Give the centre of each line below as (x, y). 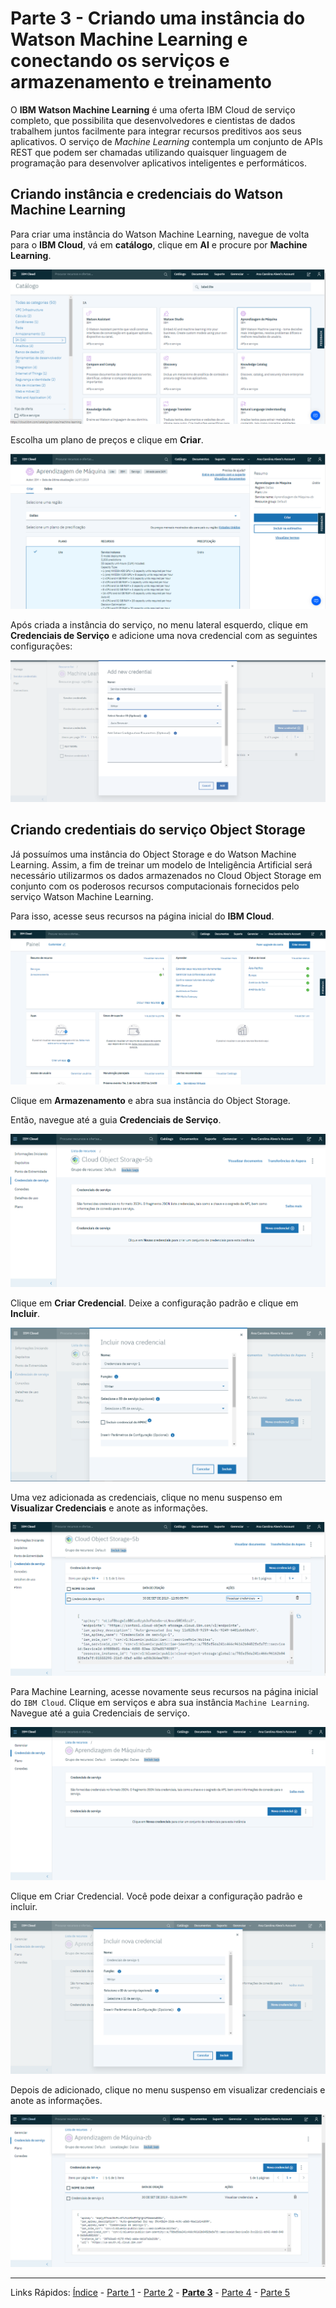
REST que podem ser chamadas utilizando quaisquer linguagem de (148, 152)
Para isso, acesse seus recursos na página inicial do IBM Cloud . (142, 916)
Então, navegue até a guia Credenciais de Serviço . (116, 1120)
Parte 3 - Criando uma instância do (158, 18)
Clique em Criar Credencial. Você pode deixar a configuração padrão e (156, 1896)
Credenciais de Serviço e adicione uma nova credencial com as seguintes (164, 635)
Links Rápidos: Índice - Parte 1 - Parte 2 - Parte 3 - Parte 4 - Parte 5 (150, 2292)
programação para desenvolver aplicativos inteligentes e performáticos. (158, 163)
